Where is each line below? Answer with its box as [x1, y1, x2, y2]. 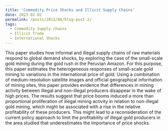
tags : [5, 21, 17, 27]
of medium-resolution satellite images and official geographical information [5, 77, 162, 83]
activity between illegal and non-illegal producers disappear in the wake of [5, 87, 161, 93]
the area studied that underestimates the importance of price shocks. [5, 120, 151, 126]
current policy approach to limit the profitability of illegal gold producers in [5, 114, 161, 120]
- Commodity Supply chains [10, 26, 67, 31]
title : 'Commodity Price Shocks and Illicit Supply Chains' [5, 7, 136, 13]
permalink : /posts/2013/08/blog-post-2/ [5, 17, 92, 22]
